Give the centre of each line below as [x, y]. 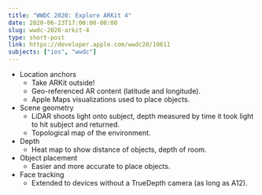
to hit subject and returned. [76, 124]
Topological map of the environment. [91, 133]
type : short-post [37, 37]
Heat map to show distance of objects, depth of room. [119, 149]
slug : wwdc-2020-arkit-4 [49, 30]
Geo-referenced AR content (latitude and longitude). [116, 91]
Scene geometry [46, 108]
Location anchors [48, 74]
